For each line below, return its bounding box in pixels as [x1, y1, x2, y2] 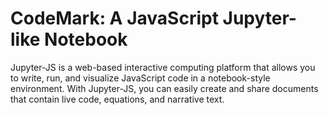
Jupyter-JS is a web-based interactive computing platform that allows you [10, 61, 316, 73]
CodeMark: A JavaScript [10, 7, 219, 30]
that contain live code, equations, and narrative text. [10, 93, 225, 105]
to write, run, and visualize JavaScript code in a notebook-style [10, 72, 271, 84]
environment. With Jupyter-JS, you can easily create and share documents [10, 82, 319, 94]
